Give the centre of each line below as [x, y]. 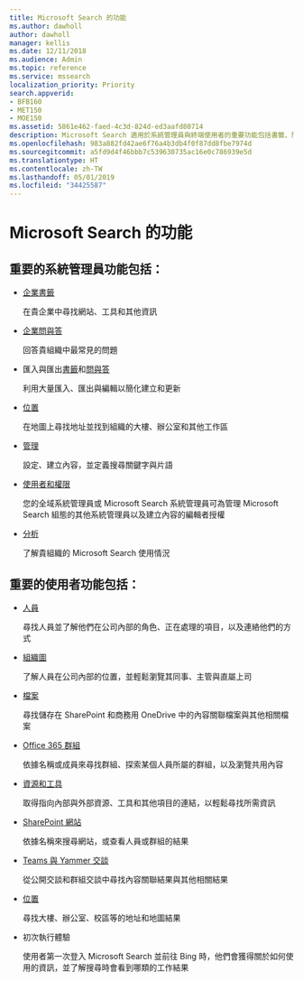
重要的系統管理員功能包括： [87, 268]
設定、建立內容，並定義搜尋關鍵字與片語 [97, 465]
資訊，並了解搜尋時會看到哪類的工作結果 [114, 967]
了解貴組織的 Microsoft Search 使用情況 [96, 553]
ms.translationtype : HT [54, 160]
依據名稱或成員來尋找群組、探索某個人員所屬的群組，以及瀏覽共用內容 [153, 764]
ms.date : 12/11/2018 [48, 51]
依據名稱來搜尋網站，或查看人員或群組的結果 [106, 841]
